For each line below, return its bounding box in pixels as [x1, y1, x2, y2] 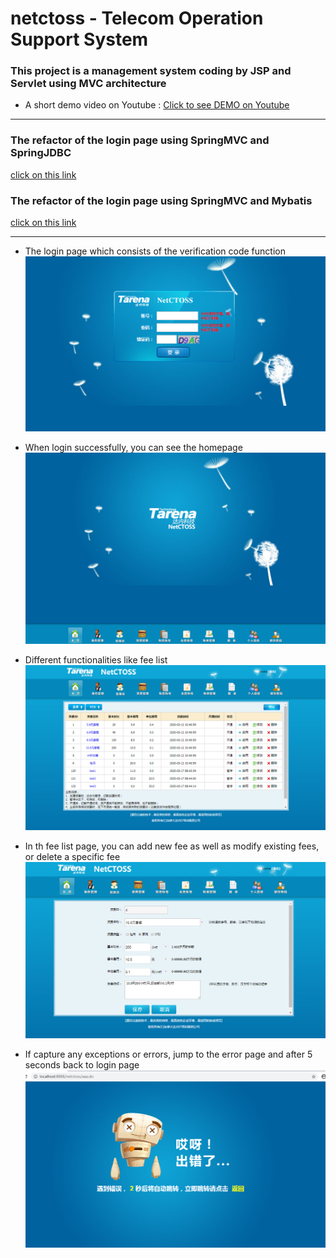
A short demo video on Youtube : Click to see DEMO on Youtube [24, 99, 290, 111]
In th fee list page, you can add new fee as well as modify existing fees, [24, 840, 320, 852]
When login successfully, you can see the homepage [24, 442, 243, 454]
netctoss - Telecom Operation [10, 7, 264, 30]
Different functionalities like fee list [24, 654, 168, 666]
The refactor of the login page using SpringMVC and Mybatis [10, 193, 313, 207]
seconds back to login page [24, 1058, 140, 1071]
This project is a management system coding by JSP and [10, 64, 292, 78]
